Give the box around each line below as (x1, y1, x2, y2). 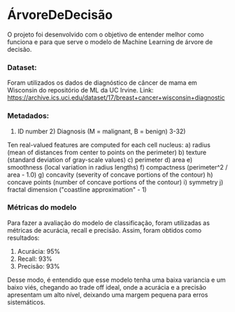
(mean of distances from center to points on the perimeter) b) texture (7, 148, 207, 156)
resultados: (7, 233, 40, 242)
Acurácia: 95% (17, 247, 61, 255)
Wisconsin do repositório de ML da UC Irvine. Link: (7, 86, 154, 95)
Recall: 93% (17, 255, 52, 263)
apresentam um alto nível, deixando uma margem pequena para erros (7, 290, 208, 299)
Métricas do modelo (7, 203, 77, 212)
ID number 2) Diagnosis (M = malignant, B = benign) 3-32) (17, 127, 186, 135)
